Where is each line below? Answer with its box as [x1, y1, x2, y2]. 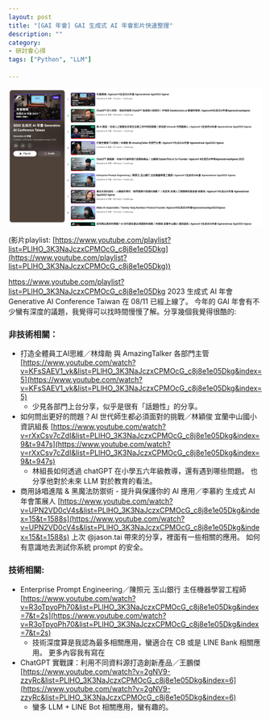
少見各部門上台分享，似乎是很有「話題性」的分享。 [31, 402, 202, 412]
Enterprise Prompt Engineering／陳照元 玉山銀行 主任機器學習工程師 [19, 584, 247, 594]
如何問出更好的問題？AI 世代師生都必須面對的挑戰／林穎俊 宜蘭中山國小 [19, 412, 258, 421]
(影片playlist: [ [8, 235, 56, 245]
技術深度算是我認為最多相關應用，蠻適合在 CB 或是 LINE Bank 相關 [31, 637, 254, 647]
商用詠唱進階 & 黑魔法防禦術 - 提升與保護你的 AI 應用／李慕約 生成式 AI [19, 487, 255, 496]
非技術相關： [8, 328, 59, 340]
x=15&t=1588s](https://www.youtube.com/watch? [19, 514, 185, 524]
